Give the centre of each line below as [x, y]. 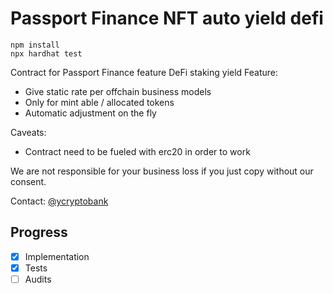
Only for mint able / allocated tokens [99, 102]
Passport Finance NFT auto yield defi [167, 18]
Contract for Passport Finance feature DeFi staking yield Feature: [144, 72]
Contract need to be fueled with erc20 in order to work [137, 151]
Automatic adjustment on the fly [90, 113]
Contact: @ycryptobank [59, 201]
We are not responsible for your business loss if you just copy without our [162, 171]
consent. [28, 181]
